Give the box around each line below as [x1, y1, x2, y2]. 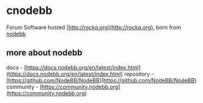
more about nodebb [6, 48, 83, 58]
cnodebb [6, 4, 53, 18]
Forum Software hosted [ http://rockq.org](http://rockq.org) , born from [6, 24, 181, 31]
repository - [124, 70, 154, 78]
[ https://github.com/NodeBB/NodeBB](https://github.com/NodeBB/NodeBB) [6, 76, 197, 84]
